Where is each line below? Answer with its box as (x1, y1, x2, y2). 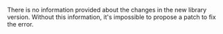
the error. (7, 20, 34, 28)
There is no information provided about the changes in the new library (7, 6, 207, 14)
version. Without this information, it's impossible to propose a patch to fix (7, 13, 216, 21)
